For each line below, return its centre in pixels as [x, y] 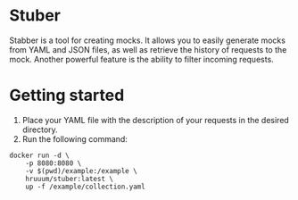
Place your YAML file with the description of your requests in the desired [156, 120]
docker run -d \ [39, 155]
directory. [40, 129]
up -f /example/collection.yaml [85, 187]
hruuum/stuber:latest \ [70, 179]
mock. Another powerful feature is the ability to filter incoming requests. [141, 59]
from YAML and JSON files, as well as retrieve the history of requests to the [148, 49]
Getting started [67, 96]
